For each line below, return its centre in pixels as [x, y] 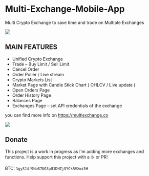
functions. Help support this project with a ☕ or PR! [56, 157]
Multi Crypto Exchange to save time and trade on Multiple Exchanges [74, 22]
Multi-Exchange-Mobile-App [65, 9]
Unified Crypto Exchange [37, 59]
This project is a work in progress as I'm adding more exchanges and [74, 151]
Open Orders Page [31, 90]
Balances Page [27, 100]
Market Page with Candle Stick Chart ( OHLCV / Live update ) [74, 85]
